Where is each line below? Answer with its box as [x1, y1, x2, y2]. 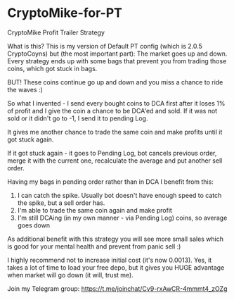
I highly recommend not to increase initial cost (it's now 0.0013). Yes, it [7, 256, 212, 264]
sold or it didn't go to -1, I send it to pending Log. [7, 114, 148, 123]
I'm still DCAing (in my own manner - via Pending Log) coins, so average [17, 213, 228, 222]
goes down [17, 220, 51, 230]
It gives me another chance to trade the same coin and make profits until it [7, 127, 223, 136]
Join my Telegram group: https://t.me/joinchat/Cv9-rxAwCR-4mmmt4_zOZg [7, 284, 228, 293]
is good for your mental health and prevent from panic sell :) [7, 242, 181, 251]
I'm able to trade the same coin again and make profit [17, 206, 172, 214]
